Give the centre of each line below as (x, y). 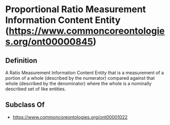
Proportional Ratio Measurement (76, 9)
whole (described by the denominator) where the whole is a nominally (78, 83)
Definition (21, 60)
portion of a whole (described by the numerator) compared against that (80, 78)
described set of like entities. (36, 89)
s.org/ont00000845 (49, 42)
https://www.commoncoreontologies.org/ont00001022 (70, 117)
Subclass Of (25, 105)
